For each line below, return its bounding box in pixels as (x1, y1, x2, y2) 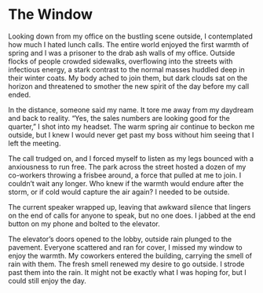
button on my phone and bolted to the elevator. (8, 218, 160, 229)
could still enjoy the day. (8, 276, 86, 285)
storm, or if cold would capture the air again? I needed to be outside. (8, 187, 230, 196)
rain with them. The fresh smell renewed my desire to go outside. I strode (8, 259, 245, 269)
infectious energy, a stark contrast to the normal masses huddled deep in (8, 64, 245, 74)
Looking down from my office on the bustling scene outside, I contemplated (8, 31, 254, 41)
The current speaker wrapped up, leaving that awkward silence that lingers (8, 202, 251, 211)
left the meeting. (8, 138, 61, 148)
